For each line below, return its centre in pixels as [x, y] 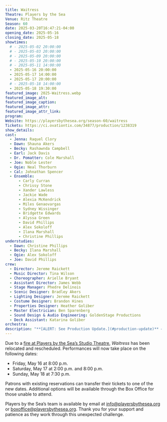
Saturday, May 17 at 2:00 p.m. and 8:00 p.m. [58, 369]
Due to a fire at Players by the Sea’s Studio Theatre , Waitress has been [78, 343]
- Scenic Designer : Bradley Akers [45, 292]
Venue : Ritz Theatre [27, 19]
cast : [11, 135]
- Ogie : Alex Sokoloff [33, 255]
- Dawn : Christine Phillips [39, 246]
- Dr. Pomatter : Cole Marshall [42, 158]
